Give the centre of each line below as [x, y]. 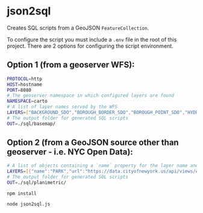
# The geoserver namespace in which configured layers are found [90, 96]
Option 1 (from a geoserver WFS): [71, 65]
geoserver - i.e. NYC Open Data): [70, 152]
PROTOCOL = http [25, 79]
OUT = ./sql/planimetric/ [37, 183]
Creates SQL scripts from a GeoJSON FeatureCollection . [78, 28]
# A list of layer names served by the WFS [62, 107]
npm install [22, 193]
